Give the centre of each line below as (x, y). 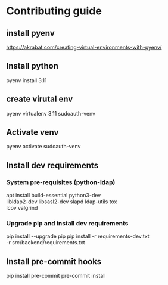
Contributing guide (54, 11)
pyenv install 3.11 (27, 80)
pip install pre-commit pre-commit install (56, 276)
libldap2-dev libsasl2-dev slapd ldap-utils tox (62, 202)
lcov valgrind (22, 208)
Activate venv (32, 132)
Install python (32, 66)
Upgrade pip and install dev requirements (67, 224)
